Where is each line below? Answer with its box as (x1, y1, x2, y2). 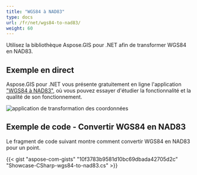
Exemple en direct (6, 65, 74, 75)
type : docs (6, 14, 33, 20)
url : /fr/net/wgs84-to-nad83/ (6, 20, 81, 26)
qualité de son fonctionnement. (6, 93, 82, 101)
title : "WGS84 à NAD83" (6, 8, 65, 15)
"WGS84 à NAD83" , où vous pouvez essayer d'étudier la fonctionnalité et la (6, 87, 191, 94)
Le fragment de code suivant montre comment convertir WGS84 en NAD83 (6, 138, 190, 145)
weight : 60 (6, 25, 33, 31)
